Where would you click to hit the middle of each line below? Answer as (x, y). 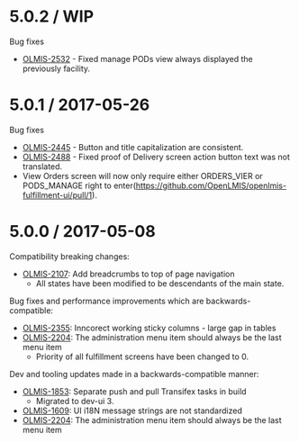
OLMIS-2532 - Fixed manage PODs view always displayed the (138, 59)
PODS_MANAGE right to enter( (79, 185)
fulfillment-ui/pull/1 (57, 194)
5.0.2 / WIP (52, 17)
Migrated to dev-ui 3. (75, 401)
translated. (42, 166)
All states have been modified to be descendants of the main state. (160, 283)
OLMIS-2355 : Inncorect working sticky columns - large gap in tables (149, 328)
